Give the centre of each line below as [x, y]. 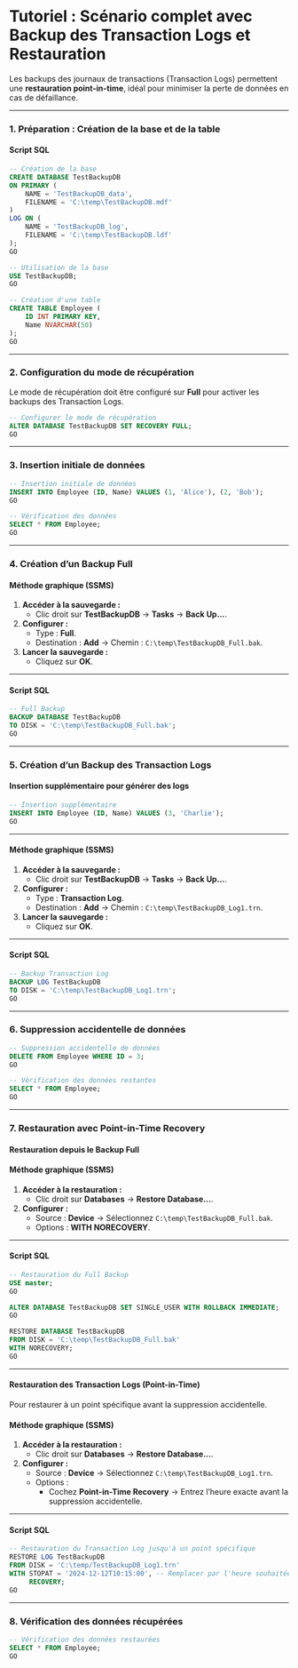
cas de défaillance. [44, 97]
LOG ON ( [25, 219]
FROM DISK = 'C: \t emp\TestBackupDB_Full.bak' [94, 1340]
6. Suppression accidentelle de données [98, 1030]
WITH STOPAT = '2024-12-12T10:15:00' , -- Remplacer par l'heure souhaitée [150, 1574]
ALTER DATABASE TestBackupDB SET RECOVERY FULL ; [101, 426]
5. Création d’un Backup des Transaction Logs [110, 764]
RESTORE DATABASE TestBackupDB [67, 1332]
